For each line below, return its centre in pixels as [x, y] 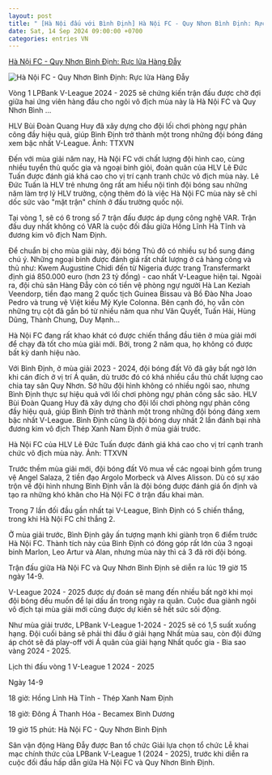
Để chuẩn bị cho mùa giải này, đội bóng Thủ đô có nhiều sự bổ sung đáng [132, 251]
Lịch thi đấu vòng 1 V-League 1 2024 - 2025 [82, 667]
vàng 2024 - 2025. [40, 651]
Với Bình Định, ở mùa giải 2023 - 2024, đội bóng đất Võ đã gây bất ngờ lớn [132, 368]
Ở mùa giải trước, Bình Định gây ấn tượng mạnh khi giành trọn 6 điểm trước [133, 535]
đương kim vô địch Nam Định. [58, 235]
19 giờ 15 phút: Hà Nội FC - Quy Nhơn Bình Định [88, 730]
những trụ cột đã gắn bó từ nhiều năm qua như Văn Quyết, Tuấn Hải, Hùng [132, 311]
